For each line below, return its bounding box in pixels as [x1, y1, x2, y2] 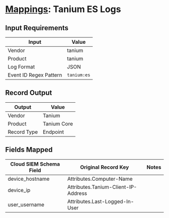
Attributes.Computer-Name [67, 175, 133, 182]
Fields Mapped [5, 146, 53, 154]
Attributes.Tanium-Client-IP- [67, 183, 137, 190]
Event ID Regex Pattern [8, 71, 62, 79]
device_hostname [8, 175, 50, 182]
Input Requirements [5, 24, 69, 32]
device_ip [8, 186, 31, 193]
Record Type [8, 128, 38, 135]
